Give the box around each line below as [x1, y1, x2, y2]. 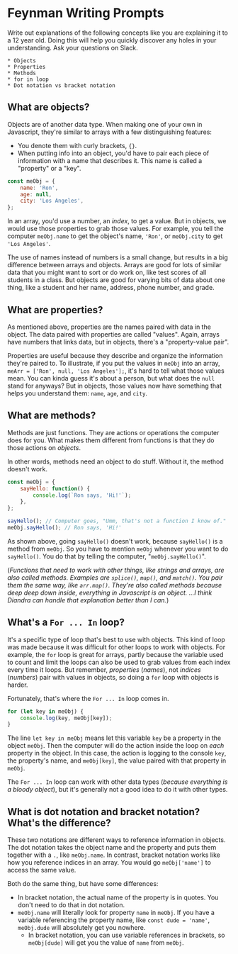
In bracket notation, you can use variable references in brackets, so [28, 931, 225, 940]
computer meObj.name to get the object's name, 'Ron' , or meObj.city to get [7, 232, 223, 240]
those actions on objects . [7, 443, 81, 451]
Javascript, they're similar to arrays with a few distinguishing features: [7, 128, 212, 136]
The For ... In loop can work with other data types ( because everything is [7, 778, 228, 786]
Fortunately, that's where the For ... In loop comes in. [7, 694, 169, 702]
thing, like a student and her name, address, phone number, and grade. [7, 284, 215, 292]
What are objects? [7, 101, 90, 113]
